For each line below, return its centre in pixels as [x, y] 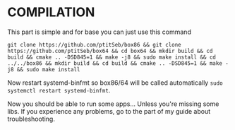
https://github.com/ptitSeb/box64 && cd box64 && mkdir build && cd [110, 51]
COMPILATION [51, 12]
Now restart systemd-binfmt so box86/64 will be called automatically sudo [115, 83]
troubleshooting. [31, 119]
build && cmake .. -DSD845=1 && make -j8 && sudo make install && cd [112, 57]
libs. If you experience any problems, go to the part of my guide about [109, 111]
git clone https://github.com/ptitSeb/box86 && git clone [94, 45]
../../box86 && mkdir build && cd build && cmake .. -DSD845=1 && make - [118, 63]
